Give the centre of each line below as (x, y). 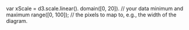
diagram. (17, 21)
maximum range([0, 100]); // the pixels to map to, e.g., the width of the (91, 15)
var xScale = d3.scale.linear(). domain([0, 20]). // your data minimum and (95, 9)
